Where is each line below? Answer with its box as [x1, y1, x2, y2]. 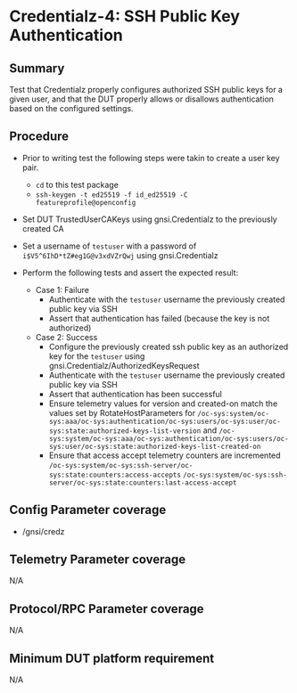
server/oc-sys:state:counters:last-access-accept [48, 478, 237, 487]
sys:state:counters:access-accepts [48, 470, 181, 479]
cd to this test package [35, 179, 119, 190]
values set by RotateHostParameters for [48, 407, 196, 418]
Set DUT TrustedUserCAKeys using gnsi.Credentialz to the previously [21, 214, 278, 224]
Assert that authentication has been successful [48, 388, 223, 399]
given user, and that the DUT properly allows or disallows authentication [9, 94, 275, 104]
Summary [9, 61, 65, 76]
